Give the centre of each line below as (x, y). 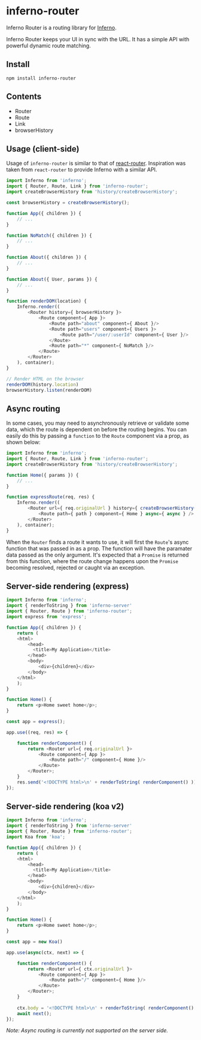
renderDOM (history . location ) (42, 385)
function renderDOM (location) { (46, 301)
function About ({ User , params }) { (52, 279)
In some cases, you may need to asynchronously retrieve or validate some (98, 423)
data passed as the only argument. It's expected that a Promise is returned (98, 555)
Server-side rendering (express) (68, 586)
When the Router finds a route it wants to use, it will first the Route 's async (98, 542)
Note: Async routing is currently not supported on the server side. (87, 1030)
